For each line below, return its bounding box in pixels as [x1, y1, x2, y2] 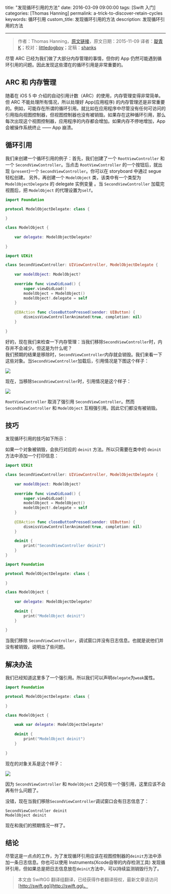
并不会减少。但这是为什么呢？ [9, 345, 72, 351]
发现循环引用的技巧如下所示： [5, 436, 68, 442]
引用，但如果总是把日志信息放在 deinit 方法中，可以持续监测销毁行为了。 [9, 865, 162, 872]
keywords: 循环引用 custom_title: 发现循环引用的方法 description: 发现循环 [5, 16, 160, 22]
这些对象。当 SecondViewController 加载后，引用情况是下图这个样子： [5, 358, 149, 364]
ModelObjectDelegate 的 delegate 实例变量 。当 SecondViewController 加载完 [5, 180, 165, 187]
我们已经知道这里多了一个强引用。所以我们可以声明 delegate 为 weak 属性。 [5, 674, 158, 681]
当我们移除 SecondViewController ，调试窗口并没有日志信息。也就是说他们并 [5, 637, 164, 643]
